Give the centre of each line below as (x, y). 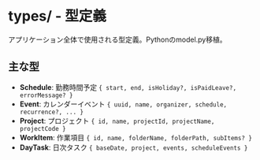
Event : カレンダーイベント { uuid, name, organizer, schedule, (123, 104)
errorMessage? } (46, 95)
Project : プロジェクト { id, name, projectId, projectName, (117, 121)
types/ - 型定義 (57, 16)
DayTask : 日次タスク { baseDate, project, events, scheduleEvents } (134, 147)
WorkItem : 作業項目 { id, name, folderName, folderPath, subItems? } (136, 137)
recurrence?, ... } (52, 112)
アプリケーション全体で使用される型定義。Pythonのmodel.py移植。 (117, 39)
